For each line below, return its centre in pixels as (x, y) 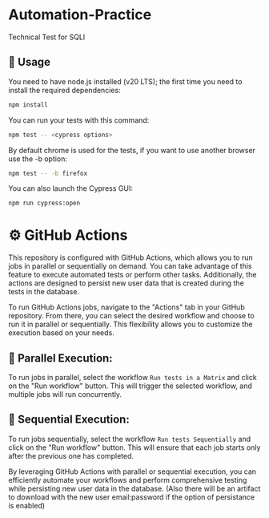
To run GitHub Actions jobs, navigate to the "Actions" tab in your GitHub (127, 307)
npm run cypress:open (44, 203)
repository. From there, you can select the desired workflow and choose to (131, 316)
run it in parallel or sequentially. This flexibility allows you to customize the (130, 324)
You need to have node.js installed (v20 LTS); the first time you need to (125, 81)
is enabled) (27, 505)
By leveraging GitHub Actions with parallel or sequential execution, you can (132, 471)
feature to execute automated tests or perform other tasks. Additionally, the (132, 275)
